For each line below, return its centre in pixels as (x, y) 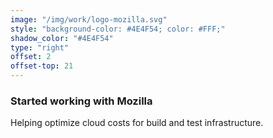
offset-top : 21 (42, 66)
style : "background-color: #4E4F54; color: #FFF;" (118, 29)
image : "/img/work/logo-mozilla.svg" (89, 19)
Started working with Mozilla (81, 101)
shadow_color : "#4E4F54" (62, 38)
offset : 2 (31, 57)
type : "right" (40, 47)
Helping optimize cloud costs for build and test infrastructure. (137, 123)
